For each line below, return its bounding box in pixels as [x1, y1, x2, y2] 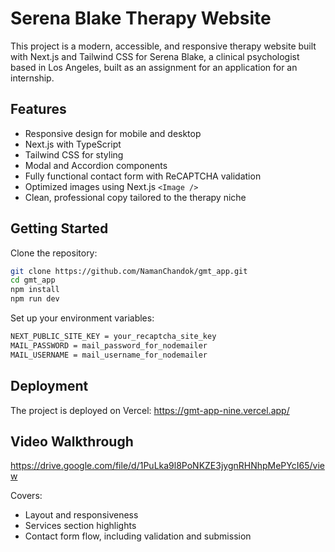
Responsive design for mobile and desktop [24, 127, 202, 139]
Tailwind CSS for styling [24, 148, 124, 161]
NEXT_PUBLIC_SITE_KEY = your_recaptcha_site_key [10, 332, 217, 342]
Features [10, 101, 67, 118]
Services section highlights [24, 520, 137, 532]
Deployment [10, 378, 89, 395]
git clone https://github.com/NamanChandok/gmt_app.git [10, 266, 248, 276]
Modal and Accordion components [24, 159, 168, 171]
